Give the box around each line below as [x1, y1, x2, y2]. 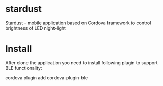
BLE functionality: [5, 65, 42, 71]
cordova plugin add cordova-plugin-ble [5, 74, 88, 81]
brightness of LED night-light [5, 25, 66, 31]
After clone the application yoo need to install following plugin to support [5, 59, 158, 66]
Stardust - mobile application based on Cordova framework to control [5, 20, 151, 26]
